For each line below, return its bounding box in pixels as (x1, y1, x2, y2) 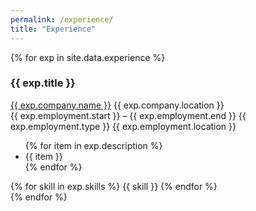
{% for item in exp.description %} (24, 139, 163, 151)
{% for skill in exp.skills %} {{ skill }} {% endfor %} (10, 180, 218, 192)
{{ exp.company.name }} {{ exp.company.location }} (10, 99, 225, 111)
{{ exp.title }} (10, 76, 76, 90)
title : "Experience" (10, 24, 97, 34)
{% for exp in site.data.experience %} (10, 51, 166, 63)
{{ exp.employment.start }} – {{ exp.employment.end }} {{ (10, 109, 247, 121)
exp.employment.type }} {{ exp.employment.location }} (10, 120, 237, 132)
